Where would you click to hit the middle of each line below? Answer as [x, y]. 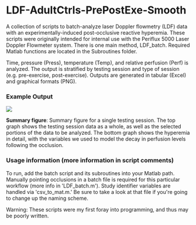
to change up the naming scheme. [47, 198]
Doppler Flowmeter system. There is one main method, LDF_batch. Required [98, 45]
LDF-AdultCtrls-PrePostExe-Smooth [96, 10]
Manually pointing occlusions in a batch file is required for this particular [93, 179]
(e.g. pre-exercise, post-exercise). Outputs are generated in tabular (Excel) [96, 75]
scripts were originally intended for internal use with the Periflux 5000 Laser [98, 39]
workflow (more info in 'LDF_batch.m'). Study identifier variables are [88, 186]
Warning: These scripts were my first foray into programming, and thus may [97, 209]
